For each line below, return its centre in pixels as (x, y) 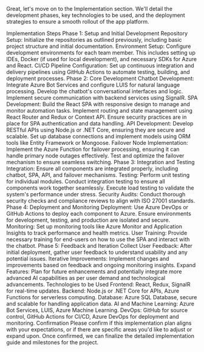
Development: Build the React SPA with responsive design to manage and (98, 104)
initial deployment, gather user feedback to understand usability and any (97, 252)
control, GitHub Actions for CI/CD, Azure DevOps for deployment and (93, 317)
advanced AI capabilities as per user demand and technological (86, 278)
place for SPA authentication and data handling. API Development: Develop (100, 123)
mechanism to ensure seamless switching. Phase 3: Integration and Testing (101, 162)
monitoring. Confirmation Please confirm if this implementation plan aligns (99, 323)
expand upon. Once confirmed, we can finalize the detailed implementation (100, 336)
